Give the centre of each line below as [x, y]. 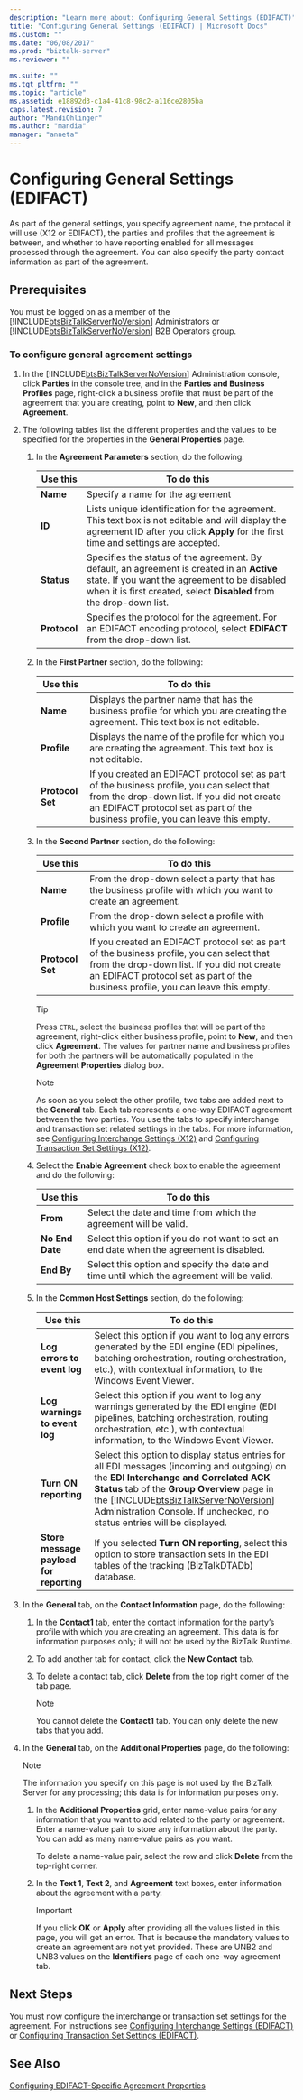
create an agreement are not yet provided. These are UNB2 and [154, 1947]
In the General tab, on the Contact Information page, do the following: [154, 1605]
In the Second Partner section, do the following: [125, 842]
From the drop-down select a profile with [177, 916]
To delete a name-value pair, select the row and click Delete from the [165, 1856]
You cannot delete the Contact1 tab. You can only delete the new [156, 1721]
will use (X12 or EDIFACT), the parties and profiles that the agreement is [142, 233]
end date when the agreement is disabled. [176, 1250]
